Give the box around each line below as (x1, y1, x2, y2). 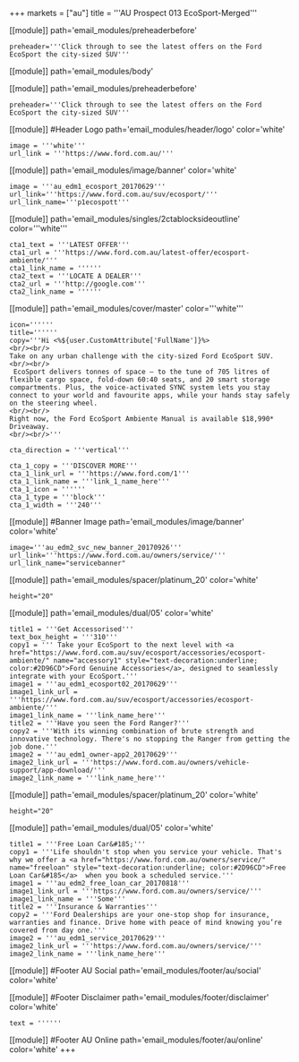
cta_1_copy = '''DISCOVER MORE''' (9, 461, 139, 470)
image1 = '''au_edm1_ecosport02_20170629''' (9, 680, 178, 689)
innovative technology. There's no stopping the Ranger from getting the (9, 734, 291, 743)
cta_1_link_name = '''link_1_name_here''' (9, 477, 170, 486)
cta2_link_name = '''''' (9, 287, 102, 296)
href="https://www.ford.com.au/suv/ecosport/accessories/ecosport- (9, 648, 267, 657)
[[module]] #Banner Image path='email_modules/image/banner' (9, 517, 244, 527)
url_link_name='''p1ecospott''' (9, 198, 130, 207)
